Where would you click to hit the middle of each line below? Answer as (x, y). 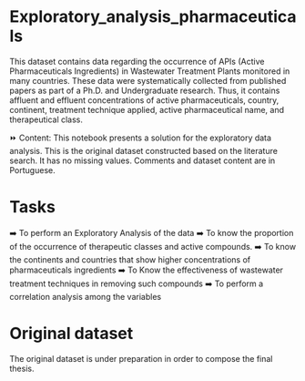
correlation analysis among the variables (86, 296)
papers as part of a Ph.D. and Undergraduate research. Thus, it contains (145, 90)
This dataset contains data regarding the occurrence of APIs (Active (137, 61)
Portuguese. (33, 170)
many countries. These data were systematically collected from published (148, 80)
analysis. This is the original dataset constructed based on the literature (143, 150)
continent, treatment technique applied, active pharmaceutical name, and (147, 109)
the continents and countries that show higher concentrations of (130, 259)
